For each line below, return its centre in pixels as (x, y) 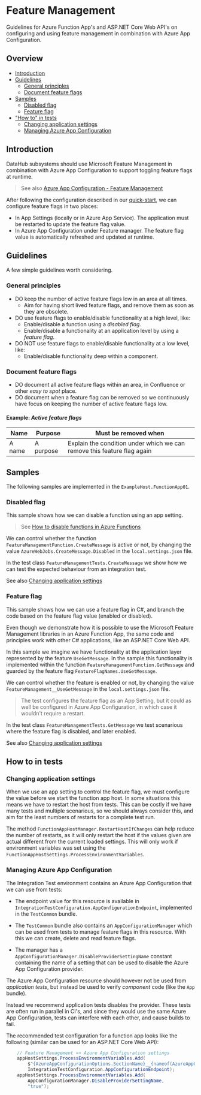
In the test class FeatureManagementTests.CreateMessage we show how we (97, 563)
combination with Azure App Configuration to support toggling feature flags (99, 170)
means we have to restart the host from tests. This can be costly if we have (99, 805)
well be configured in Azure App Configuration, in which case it (99, 707)
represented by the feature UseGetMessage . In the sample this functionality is (99, 658)
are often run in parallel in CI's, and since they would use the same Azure (96, 1011)
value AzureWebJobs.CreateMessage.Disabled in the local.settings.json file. (100, 551)
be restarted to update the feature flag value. (70, 224)
